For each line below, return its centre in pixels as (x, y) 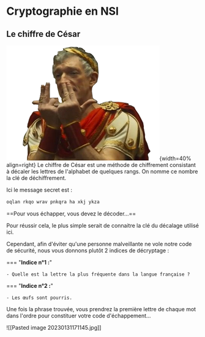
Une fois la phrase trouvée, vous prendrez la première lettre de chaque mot (101, 309)
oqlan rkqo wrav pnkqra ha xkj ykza (53, 202)
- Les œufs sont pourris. (39, 298)
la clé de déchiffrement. (36, 178)
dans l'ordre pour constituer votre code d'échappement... (79, 316)
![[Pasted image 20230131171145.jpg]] (54, 327)
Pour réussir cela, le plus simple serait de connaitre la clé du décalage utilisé (103, 225)
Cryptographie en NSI (63, 11)
